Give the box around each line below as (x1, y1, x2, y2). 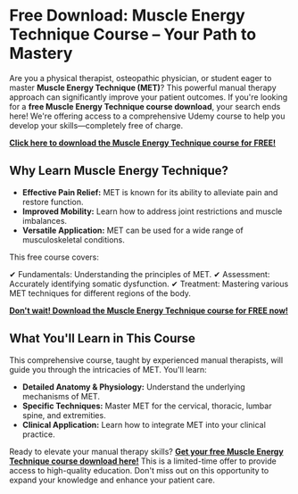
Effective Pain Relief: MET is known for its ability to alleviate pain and (21, 186, 278, 197)
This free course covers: (9, 251, 100, 262)
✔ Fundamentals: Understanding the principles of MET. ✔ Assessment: (9, 268, 270, 279)
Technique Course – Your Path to (9, 24, 257, 45)
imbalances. (21, 215, 68, 226)
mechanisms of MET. (21, 391, 101, 401)
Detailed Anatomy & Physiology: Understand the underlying (21, 381, 245, 392)
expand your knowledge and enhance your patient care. (9, 474, 216, 485)
